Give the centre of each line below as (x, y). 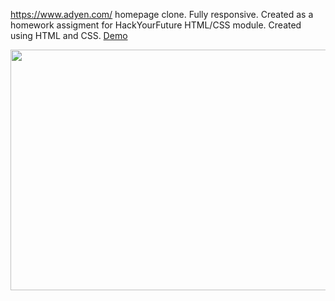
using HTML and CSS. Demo (69, 35)
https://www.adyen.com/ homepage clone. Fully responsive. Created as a (162, 14)
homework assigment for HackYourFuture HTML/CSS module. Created (156, 25)
